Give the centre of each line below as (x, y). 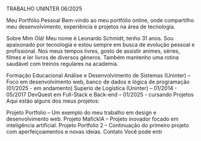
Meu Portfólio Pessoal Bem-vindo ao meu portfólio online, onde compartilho (100, 20)
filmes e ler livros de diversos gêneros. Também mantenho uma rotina (92, 57)
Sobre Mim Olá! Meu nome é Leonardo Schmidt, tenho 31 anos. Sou (90, 38)
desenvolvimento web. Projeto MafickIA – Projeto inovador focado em (92, 119)
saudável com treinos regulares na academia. (62, 64)
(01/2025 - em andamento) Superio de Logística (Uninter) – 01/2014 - (92, 88)
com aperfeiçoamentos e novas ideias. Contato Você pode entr (85, 132)
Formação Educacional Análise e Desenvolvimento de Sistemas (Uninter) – (98, 75)
